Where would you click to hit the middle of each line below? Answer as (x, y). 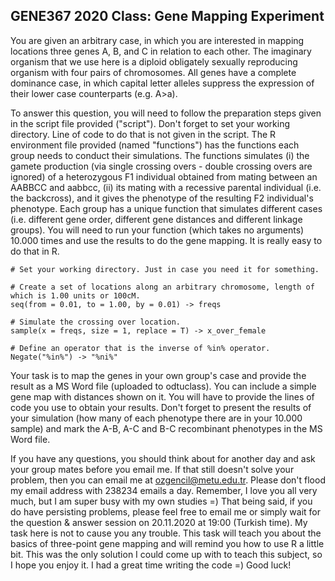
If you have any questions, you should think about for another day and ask (163, 458)
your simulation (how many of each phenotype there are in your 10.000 (156, 418)
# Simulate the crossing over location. (96, 322)
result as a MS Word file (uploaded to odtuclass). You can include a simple (163, 386)
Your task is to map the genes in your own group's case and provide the (158, 375)
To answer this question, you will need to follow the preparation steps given (166, 113)
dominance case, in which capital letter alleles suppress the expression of (162, 83)
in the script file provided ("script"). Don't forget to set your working (150, 123)
